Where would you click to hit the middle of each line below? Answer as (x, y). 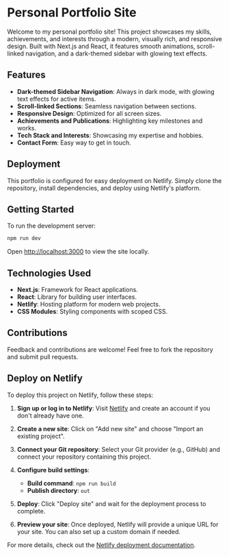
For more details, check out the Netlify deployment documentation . (102, 545)
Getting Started (41, 209)
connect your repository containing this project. (84, 457)
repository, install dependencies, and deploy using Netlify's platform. (104, 188)
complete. (31, 511)
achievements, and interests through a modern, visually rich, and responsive (114, 38)
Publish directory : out (58, 490)
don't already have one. (50, 415)
